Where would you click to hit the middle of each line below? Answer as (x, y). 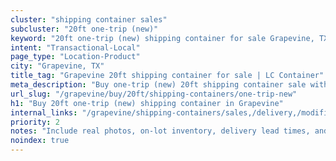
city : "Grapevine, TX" (57, 66)
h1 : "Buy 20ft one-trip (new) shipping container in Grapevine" (147, 103)
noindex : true (40, 141)
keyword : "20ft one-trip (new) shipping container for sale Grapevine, (162, 38)
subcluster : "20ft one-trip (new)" (84, 29)
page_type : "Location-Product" (75, 57)
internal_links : (44, 112)
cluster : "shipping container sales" (89, 19)
